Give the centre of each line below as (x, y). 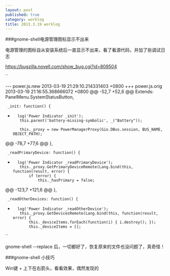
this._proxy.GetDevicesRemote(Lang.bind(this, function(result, (89, 213)
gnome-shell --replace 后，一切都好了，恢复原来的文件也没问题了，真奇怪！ (85, 247)
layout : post (19, 10)
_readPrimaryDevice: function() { (44, 153)
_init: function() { (29, 106)
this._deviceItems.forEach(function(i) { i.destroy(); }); (92, 222)
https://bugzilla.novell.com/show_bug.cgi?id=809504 (61, 67)
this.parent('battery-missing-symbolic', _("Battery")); (81, 121)
